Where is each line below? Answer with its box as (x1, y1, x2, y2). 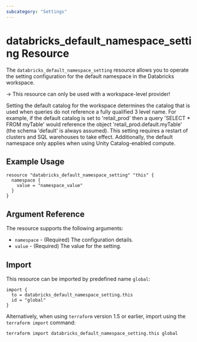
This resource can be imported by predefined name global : (6, 276, 150, 282)
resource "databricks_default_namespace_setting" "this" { (6, 172, 155, 178)
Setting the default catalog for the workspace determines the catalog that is (6, 102, 191, 109)
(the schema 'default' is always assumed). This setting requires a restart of (6, 127, 188, 134)
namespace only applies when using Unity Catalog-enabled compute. (6, 140, 176, 147)
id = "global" (11, 297, 46, 303)
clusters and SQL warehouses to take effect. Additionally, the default (6, 133, 173, 140)
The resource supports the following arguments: (6, 225, 124, 232)
